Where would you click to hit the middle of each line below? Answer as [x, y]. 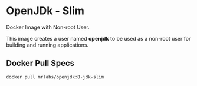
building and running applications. [47, 45]
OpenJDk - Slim [45, 11]
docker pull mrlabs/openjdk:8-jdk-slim [55, 77]
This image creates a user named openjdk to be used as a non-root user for [98, 38]
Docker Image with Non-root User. [48, 27]
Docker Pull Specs [40, 63]
